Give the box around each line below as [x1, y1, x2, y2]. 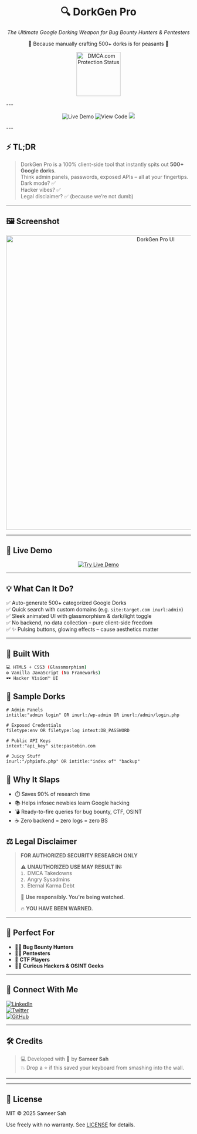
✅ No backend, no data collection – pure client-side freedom [6, 619, 153, 626]
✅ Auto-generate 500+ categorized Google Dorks [6, 599, 127, 607]
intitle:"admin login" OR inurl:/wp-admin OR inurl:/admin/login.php [6, 712, 180, 719]
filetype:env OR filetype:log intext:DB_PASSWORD [6, 728, 130, 734]
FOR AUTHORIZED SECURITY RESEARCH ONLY [20, 852, 138, 859]
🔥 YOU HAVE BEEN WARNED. [20, 905, 93, 912]
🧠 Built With [6, 649, 50, 659]
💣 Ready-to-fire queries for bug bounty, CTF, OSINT [14, 808, 142, 816]
